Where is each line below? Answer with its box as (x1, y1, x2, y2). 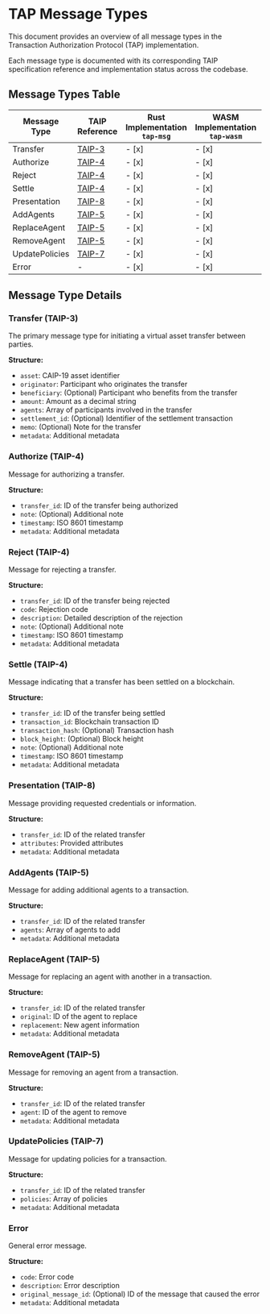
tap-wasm (208, 131, 243, 141)
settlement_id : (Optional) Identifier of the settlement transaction (19, 414, 233, 423)
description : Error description (19, 1281, 121, 1291)
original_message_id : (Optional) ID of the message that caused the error (19, 1289, 260, 1299)
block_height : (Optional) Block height (19, 734, 144, 744)
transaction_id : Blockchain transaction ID (19, 717, 159, 726)
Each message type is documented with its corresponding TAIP (8, 56, 219, 65)
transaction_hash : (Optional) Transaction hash (19, 726, 174, 735)
